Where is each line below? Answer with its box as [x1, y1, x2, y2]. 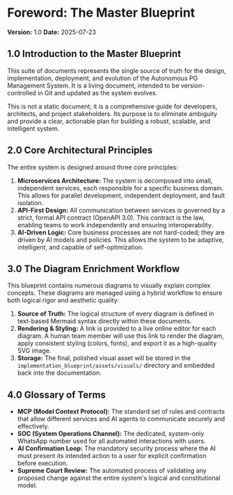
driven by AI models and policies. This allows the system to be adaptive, [17, 235, 225, 244]
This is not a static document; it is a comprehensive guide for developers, [7, 102, 218, 111]
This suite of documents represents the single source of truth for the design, [7, 66, 226, 74]
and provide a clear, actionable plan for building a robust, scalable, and [7, 117, 211, 125]
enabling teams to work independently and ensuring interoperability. [17, 220, 214, 229]
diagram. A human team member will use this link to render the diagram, [17, 332, 225, 340]
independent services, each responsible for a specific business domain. [17, 184, 224, 192]
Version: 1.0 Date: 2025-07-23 [7, 28, 96, 36]
